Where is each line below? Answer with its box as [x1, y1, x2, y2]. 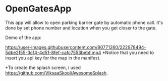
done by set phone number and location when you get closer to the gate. [5, 24, 157, 30]
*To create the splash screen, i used [5, 64, 81, 70]
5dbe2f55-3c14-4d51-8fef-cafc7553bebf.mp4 [5, 49, 101, 55]
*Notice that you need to [102, 49, 154, 55]
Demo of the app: [5, 34, 42, 40]
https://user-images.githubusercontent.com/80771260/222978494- [5, 44, 146, 50]
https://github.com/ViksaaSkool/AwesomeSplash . [5, 69, 108, 75]
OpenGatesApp [5, 3, 72, 14]
